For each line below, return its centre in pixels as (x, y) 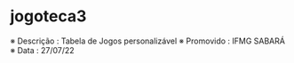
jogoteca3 (48, 16)
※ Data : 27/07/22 (42, 50)
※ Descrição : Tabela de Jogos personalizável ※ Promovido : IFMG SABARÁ (147, 41)
